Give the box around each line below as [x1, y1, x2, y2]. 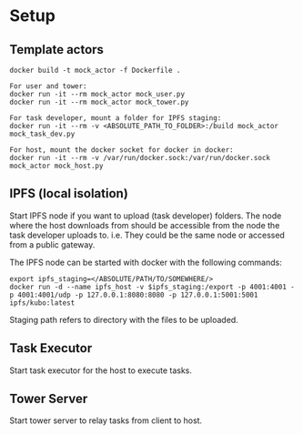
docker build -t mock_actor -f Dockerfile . [9, 66, 181, 75]
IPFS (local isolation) [9, 186, 129, 201]
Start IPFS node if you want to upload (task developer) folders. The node [9, 210, 282, 221]
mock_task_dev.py [9, 129, 76, 138]
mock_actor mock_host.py [9, 161, 104, 170]
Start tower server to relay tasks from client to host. [9, 415, 203, 426]
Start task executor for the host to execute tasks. [9, 365, 193, 376]
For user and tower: [9, 82, 88, 91]
